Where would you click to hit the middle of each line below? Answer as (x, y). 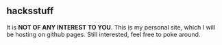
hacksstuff (30, 11)
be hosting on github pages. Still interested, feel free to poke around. (103, 34)
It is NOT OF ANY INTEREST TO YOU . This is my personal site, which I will (111, 27)
